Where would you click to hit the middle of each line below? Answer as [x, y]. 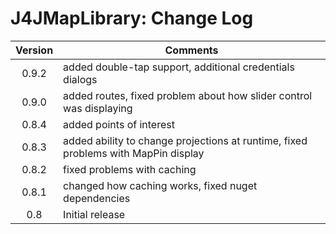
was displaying [98, 108]
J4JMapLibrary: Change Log [132, 18]
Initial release [94, 214]
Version [34, 50]
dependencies [97, 198]
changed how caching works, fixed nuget [160, 185]
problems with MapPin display [134, 153]
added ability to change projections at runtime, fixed [185, 140]
